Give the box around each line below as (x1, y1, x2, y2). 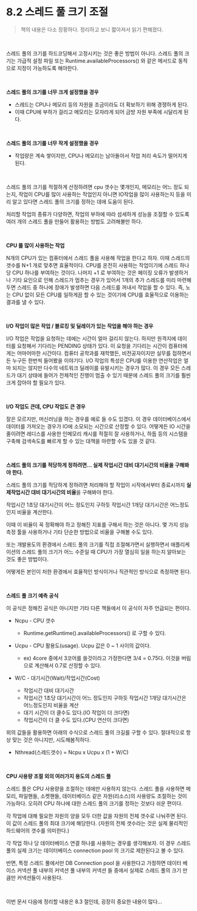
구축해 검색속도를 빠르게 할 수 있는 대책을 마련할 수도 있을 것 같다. (6, 437, 156, 444)
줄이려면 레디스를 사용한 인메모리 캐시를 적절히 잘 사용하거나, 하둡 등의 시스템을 (6, 430, 188, 437)
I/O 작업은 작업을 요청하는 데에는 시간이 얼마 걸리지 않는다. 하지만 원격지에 (6, 335, 176, 342)
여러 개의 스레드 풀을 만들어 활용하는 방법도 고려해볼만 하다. (6, 218, 143, 225)
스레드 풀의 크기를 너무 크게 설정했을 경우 (6, 88, 99, 95)
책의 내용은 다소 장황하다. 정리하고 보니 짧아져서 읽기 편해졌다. (20, 26, 163, 33)
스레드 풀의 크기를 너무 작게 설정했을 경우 (6, 139, 99, 147)
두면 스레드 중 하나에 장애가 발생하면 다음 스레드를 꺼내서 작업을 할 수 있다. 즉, (6, 284, 185, 291)
